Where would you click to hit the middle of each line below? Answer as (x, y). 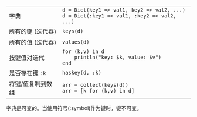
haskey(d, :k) (82, 72)
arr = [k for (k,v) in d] (98, 91)
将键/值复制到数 (31, 84)
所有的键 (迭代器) (33, 31)
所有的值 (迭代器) (33, 42)
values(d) (76, 42)
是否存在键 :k (28, 73)
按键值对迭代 (27, 58)
